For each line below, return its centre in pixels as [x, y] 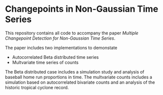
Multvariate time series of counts [45, 62]
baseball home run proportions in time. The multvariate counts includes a [79, 77]
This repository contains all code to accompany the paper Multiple [72, 33]
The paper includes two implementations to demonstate [61, 47]
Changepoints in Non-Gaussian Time [82, 9]
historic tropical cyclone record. [37, 87]
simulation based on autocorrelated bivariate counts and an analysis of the [80, 82]
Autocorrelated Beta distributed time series [55, 57]
